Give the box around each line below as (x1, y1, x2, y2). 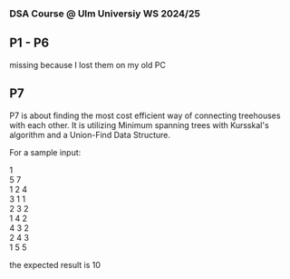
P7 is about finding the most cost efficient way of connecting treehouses (9, 110, 281, 121)
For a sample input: (9, 146, 82, 157)
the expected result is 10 (9, 259, 101, 270)
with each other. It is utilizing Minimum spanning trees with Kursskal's (9, 119, 269, 130)
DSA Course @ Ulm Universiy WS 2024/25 (9, 7, 201, 20)
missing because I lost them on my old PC (9, 59, 166, 70)
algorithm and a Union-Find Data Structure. (9, 129, 170, 140)
